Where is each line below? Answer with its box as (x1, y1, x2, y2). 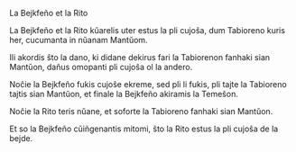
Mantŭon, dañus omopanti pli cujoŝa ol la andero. (9, 62, 193, 72)
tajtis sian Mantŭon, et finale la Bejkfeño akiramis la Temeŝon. (9, 89, 239, 99)
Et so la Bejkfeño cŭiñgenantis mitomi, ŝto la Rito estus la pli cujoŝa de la (9, 123, 279, 134)
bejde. (9, 133, 33, 143)
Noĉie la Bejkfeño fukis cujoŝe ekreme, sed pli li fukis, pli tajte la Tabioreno (9, 79, 287, 89)
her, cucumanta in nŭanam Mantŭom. (9, 35, 148, 45)
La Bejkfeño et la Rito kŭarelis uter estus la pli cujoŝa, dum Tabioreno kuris (9, 25, 286, 35)
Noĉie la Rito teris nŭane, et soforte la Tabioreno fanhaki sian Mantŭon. (9, 106, 273, 116)
